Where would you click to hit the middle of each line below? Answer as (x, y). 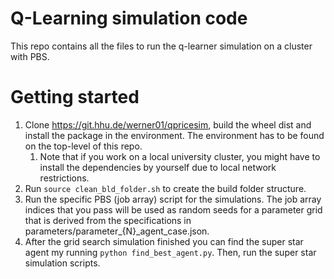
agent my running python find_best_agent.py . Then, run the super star (170, 252)
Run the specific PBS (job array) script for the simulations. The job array (173, 199)
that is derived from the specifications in (108, 220)
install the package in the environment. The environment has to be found (174, 135)
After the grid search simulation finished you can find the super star (164, 241)
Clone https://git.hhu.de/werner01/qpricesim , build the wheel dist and (168, 124)
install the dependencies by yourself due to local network (158, 167)
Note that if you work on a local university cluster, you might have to (180, 156)
